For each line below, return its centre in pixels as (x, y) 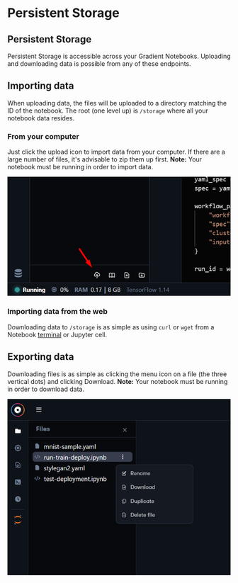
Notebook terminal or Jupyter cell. (57, 334)
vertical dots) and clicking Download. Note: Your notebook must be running (118, 381)
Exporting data (41, 357)
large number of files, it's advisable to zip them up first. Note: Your (105, 159)
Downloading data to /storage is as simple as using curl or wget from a (111, 327)
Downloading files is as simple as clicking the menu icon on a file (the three (117, 374)
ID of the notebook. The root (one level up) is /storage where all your (108, 111)
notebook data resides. (41, 118)
